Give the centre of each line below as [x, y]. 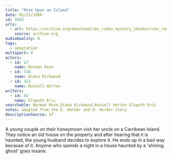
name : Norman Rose [34, 67]
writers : [15, 91]
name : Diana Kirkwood [37, 77]
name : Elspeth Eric [35, 100]
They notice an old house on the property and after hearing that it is [77, 134]
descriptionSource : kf [29, 115]
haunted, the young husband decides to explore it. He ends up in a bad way [85, 140]
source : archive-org [36, 34]
